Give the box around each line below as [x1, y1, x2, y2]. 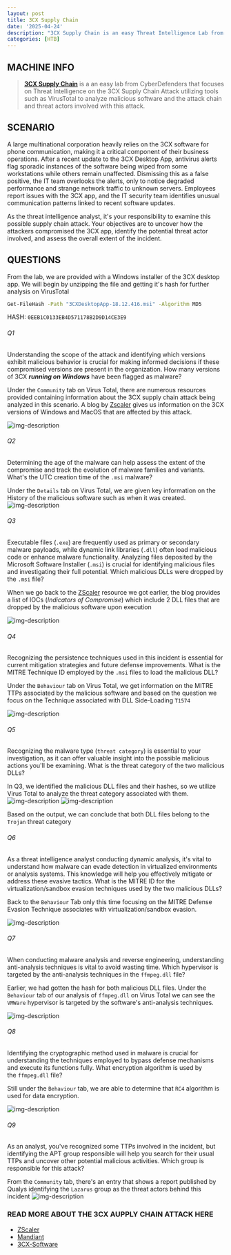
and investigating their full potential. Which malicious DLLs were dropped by [7, 568, 223, 576]
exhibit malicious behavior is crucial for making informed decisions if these [7, 357, 219, 366]
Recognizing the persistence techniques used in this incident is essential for [7, 653, 223, 662]
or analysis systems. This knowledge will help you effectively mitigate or [7, 870, 212, 878]
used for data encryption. [7, 1092, 79, 1100]
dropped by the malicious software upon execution [7, 603, 152, 611]
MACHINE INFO [7, 61, 74, 73]
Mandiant [17, 1232, 45, 1240]
